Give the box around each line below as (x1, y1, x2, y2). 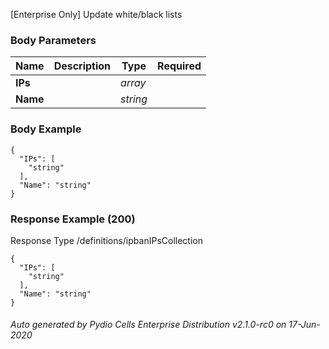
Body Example (10, 122, 82, 136)
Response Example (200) (10, 212, 136, 226)
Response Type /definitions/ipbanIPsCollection (10, 234, 203, 246)
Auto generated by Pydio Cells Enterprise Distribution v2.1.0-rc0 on (10, 319, 287, 331)
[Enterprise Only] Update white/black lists (10, 9, 183, 20)
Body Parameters (10, 33, 97, 47)
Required (157, 59, 202, 73)
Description (53, 59, 112, 73)
